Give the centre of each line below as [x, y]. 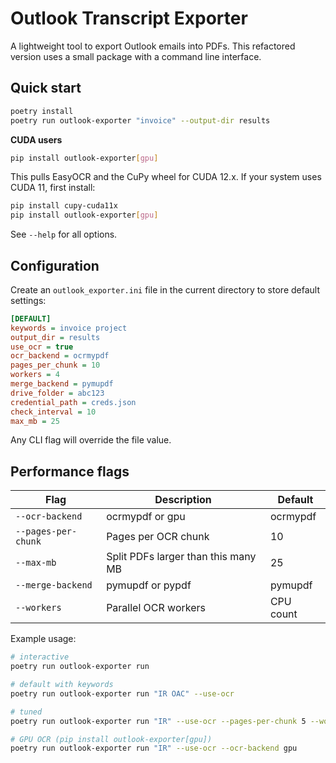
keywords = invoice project [69, 328]
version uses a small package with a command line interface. [136, 56]
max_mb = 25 [35, 421]
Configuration [55, 265]
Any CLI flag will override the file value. [91, 440]
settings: [28, 300]
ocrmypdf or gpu [146, 517]
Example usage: [43, 639]
